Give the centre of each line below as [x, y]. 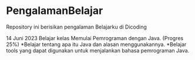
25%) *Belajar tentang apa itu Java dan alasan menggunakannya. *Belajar [96, 44]
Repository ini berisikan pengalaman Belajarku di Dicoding [76, 27]
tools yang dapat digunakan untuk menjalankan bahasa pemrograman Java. [98, 50]
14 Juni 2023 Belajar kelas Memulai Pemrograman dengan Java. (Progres [95, 38]
